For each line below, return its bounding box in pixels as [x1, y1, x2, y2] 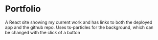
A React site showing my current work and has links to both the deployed [5, 19, 153, 25]
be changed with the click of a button [5, 29, 81, 35]
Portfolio [5, 3, 41, 14]
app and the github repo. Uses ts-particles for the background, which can [5, 24, 154, 30]
